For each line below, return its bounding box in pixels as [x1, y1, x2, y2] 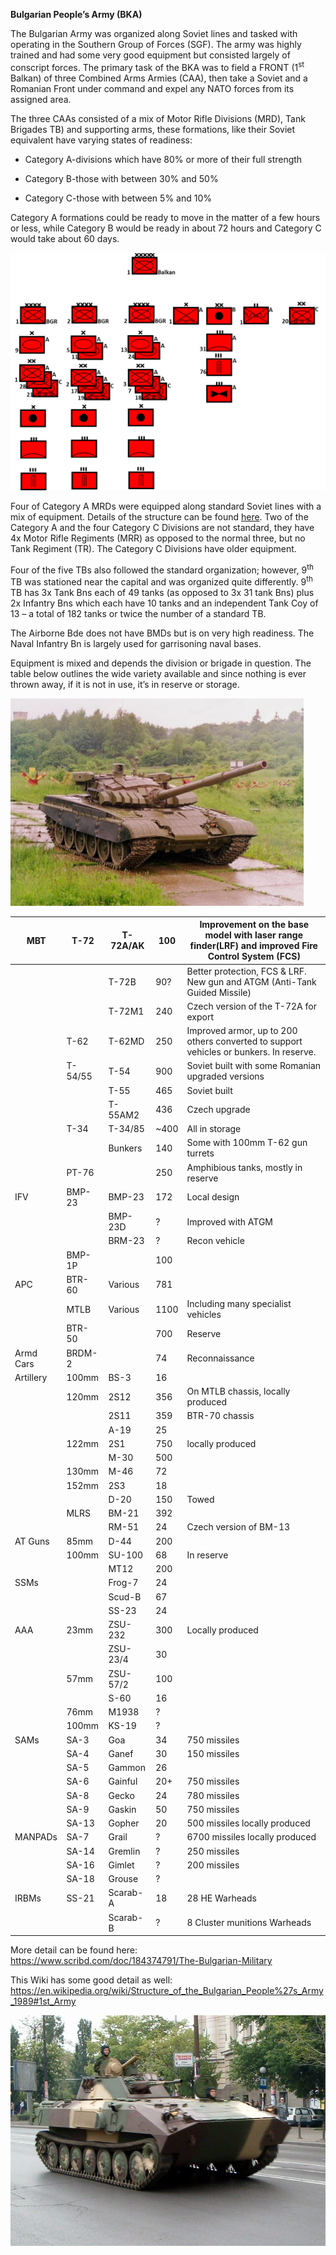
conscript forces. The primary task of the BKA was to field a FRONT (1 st [10, 60, 305, 73]
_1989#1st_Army [10, 1995, 77, 2008]
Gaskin [108, 1803, 137, 1815]
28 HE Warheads [186, 1892, 257, 1904]
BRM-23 [108, 1235, 145, 1247]
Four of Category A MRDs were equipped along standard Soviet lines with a [10, 500, 322, 512]
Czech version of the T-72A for [186, 1000, 317, 1012]
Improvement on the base [199, 919, 310, 931]
